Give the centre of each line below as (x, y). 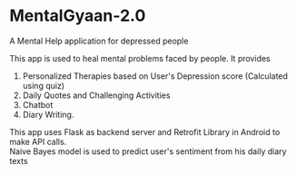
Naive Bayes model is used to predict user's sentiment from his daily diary (148, 151)
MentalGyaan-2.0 (78, 16)
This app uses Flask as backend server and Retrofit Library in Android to (145, 131)
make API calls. (38, 141)
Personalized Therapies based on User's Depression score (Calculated (155, 76)
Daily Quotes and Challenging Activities (96, 95)
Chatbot (38, 104)
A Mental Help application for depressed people (99, 41)
